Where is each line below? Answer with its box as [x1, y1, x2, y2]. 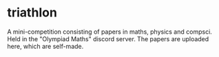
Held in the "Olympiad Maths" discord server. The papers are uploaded [7, 34, 209, 43]
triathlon [7, 5, 57, 21]
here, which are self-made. [7, 42, 84, 50]
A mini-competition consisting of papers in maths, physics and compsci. [7, 27, 212, 36]
